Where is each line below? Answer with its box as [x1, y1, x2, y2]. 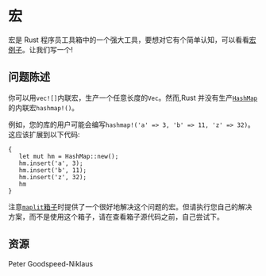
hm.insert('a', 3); [18, 159, 83, 167]
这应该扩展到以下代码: [8, 129, 81, 139]
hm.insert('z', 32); [18, 173, 87, 181]
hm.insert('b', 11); [18, 166, 87, 174]
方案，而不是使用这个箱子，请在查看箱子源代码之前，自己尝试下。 [8, 212, 224, 221]
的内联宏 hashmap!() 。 [8, 102, 79, 112]
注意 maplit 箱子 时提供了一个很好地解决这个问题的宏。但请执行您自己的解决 [8, 201, 253, 211]
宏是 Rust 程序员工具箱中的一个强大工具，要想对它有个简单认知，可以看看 [8, 35, 250, 44]
